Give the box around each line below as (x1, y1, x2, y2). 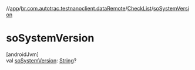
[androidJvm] (6, 51, 39, 58)
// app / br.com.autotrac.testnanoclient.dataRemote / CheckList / (6, 5, 154, 12)
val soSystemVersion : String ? (6, 57, 77, 64)
